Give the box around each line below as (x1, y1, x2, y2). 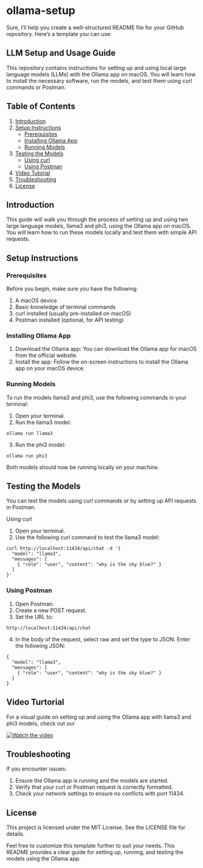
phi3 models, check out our (6, 719, 75, 727)
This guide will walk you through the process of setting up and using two (6, 216, 188, 223)
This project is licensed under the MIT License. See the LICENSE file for (6, 824, 186, 831)
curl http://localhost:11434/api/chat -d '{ (6, 546, 121, 552)
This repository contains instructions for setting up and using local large (6, 64, 187, 71)
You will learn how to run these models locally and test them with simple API (6, 229, 197, 236)
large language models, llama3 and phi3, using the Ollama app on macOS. (6, 222, 191, 230)
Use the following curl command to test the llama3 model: (15, 534, 160, 541)
